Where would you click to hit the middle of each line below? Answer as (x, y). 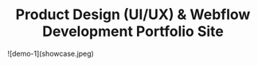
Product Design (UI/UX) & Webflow (133, 15)
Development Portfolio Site (133, 31)
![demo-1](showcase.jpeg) (51, 53)
